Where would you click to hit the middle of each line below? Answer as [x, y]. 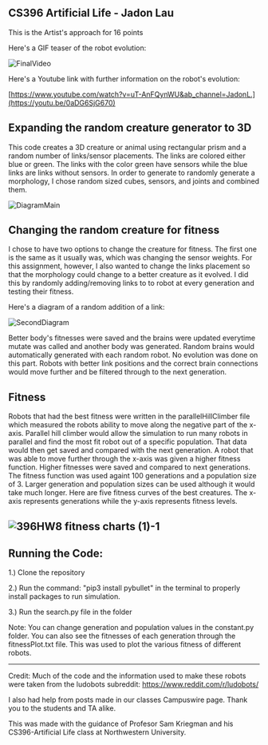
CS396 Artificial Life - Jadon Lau [91, 13]
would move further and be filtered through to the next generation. [118, 372]
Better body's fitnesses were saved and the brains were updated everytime [132, 338]
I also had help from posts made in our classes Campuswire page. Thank [128, 700]
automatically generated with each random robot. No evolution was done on [133, 355]
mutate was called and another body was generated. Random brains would [132, 347]
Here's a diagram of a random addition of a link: [87, 307]
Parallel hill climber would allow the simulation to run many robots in [137, 434]
